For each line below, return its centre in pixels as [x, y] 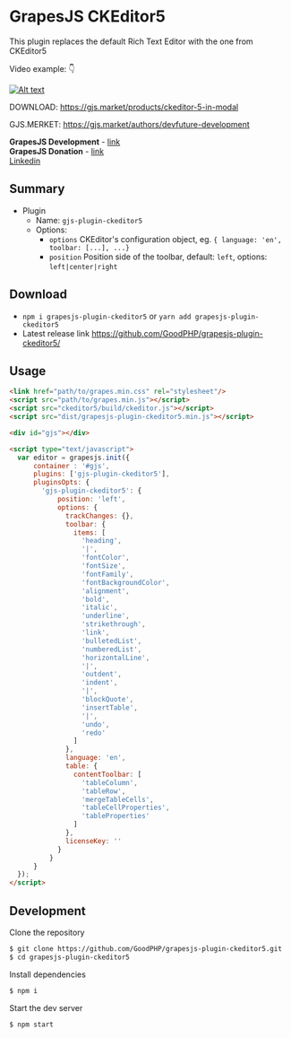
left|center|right [83, 266]
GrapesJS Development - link [65, 142]
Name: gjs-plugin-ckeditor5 [89, 220]
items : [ [89, 532]
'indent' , [99, 683]
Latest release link [56, 333]
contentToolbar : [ [107, 774]
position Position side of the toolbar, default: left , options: [158, 257]
